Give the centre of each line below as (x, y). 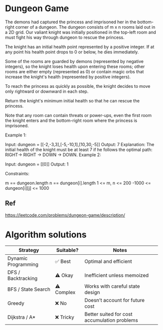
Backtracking (23, 278)
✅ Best (63, 261)
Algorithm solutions (46, 235)
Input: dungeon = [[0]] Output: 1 (37, 164)
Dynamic (18, 258)
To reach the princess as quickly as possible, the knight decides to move (78, 86)
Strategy (29, 250)
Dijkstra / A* (21, 317)
